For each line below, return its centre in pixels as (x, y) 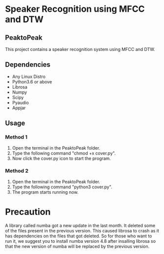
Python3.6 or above (32, 81)
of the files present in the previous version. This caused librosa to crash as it (82, 230)
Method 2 (17, 171)
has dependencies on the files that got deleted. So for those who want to (79, 236)
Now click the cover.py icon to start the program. (61, 158)
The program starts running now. (45, 192)
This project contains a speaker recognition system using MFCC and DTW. (80, 49)
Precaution (28, 212)
